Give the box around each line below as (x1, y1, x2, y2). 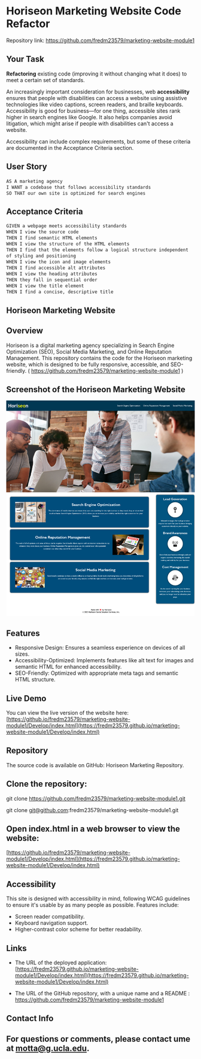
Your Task (6, 54, 45, 64)
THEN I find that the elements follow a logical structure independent (6, 247, 188, 253)
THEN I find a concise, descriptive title (6, 289, 114, 295)
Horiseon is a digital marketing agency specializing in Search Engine (6, 342, 175, 349)
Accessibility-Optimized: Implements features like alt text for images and (14, 657, 194, 664)
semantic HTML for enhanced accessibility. (14, 663, 122, 671)
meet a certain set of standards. (6, 76, 85, 83)
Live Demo (6, 693, 47, 704)
